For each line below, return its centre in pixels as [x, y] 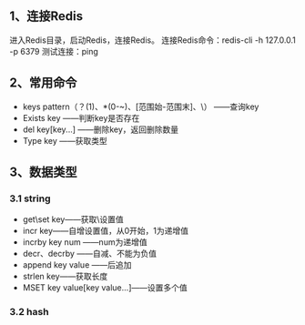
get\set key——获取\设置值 [73, 219]
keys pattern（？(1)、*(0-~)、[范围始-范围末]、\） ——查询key [141, 107]
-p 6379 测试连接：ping [54, 51]
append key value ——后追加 [77, 265]
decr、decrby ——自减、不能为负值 [90, 254]
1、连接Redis [46, 16]
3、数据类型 [43, 173]
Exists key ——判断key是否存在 [81, 117]
